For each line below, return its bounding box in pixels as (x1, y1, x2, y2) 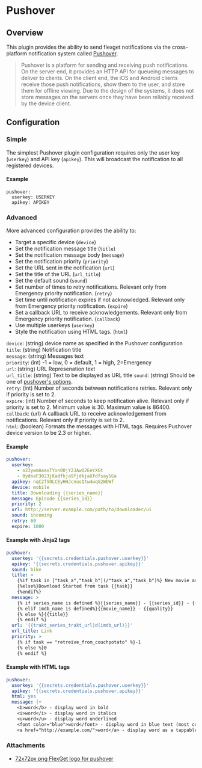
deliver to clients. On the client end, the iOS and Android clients (20, 75, 179, 81)
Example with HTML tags (6, 663, 70, 671)
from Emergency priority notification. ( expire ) (14, 303, 128, 310)
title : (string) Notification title (6, 346, 82, 354)
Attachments (6, 741, 45, 749)
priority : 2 (11, 501, 42, 507)
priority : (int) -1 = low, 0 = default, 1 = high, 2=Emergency (6, 359, 152, 366)
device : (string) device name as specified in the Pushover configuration (6, 340, 183, 347)
